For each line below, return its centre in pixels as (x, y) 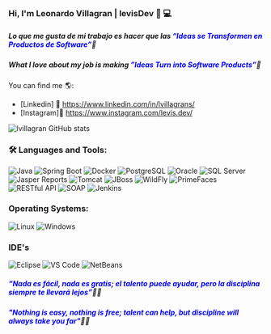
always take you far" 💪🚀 (49, 321)
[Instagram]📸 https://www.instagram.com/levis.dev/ (106, 113)
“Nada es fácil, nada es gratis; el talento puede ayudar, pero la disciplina (134, 283)
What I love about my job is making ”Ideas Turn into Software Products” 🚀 (135, 65)
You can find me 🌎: (41, 86)
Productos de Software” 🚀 (53, 44)
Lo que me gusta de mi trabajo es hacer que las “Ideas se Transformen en (135, 36)
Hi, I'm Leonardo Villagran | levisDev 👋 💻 (90, 13)
